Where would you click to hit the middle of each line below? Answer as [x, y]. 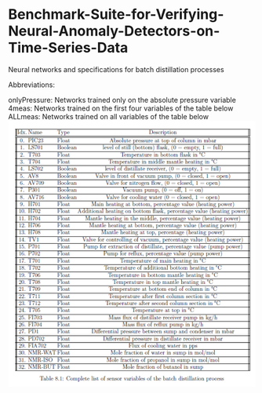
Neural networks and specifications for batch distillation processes [116, 69]
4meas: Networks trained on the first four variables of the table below [121, 108]
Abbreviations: [31, 85]
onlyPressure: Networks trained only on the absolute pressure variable [122, 100]
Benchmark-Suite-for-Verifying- [116, 15]
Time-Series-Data [68, 48]
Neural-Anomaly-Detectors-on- [114, 31]
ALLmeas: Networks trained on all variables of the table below [109, 116]
